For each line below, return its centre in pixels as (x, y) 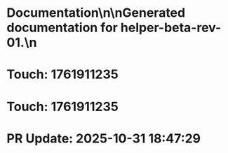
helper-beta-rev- (171, 28)
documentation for (62, 28)
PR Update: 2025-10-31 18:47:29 (104, 138)
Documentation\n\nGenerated (96, 13)
